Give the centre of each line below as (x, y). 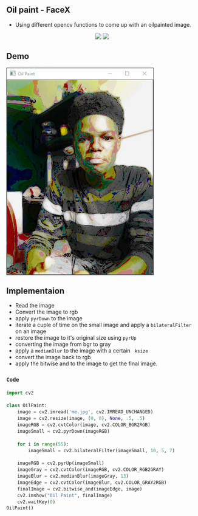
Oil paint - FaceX (39, 10)
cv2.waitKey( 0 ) (36, 502)
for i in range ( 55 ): (43, 444)
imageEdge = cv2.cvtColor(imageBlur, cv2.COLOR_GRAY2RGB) (92, 483)
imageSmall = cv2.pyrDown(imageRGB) (64, 431)
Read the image (35, 306)
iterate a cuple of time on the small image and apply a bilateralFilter (103, 325)
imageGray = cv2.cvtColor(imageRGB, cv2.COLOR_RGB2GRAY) (91, 470)
